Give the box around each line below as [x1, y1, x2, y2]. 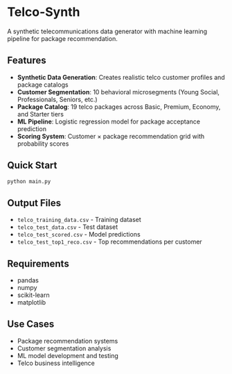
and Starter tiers [17, 110, 64, 118]
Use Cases [7, 318, 55, 330]
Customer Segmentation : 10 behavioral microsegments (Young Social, [17, 87, 220, 96]
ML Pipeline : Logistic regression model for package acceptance [17, 117, 201, 126]
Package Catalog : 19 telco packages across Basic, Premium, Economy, [17, 102, 221, 111]
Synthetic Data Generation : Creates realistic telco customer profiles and [17, 73, 225, 81]
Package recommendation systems [17, 337, 118, 345]
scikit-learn [17, 291, 50, 299]
